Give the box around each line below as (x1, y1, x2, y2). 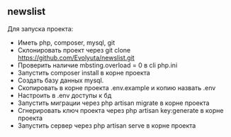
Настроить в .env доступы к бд (17, 91, 112, 99)
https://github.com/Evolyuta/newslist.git (17, 53, 135, 62)
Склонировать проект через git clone (17, 45, 131, 54)
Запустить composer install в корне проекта (17, 68, 150, 77)
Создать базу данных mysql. (17, 76, 104, 84)
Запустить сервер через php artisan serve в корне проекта (17, 121, 196, 130)
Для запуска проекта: (7, 24, 74, 33)
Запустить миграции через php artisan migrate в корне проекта (17, 99, 210, 107)
